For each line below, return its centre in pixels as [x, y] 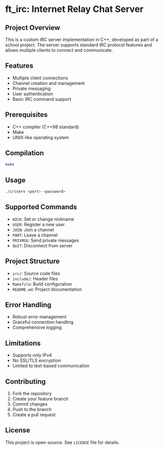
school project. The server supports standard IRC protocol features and [79, 45]
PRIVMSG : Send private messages [46, 240]
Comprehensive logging [37, 327]
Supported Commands [41, 207]
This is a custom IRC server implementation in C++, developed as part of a [82, 39]
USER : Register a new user [39, 224]
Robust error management [39, 317]
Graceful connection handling [43, 322]
